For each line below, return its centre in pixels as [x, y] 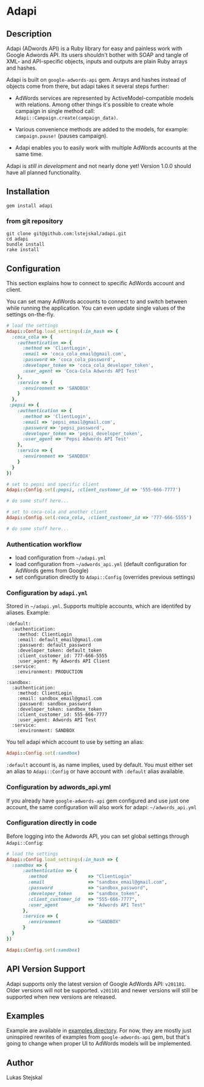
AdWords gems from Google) [52, 571]
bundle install [26, 245]
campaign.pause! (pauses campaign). [62, 136]
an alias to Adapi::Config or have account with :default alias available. [95, 771]
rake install [23, 250]
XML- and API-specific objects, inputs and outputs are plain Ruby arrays [97, 61]
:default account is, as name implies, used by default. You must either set [100, 765]
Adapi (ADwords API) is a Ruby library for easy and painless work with [94, 48]
